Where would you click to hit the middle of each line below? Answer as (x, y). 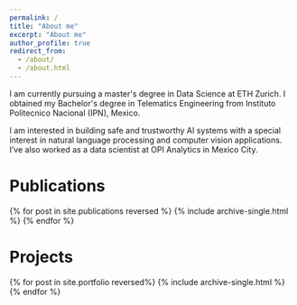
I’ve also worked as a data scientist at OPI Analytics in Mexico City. (134, 149)
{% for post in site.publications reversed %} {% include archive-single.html (149, 211)
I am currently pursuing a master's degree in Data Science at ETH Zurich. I (148, 93)
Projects (42, 257)
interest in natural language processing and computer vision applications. (146, 140)
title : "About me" (44, 26)
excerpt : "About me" (48, 34)
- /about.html (44, 69)
